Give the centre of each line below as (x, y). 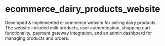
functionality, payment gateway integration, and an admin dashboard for (79, 33)
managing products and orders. (37, 38)
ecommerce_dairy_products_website (83, 9)
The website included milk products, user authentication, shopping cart (78, 27)
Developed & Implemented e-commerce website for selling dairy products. (81, 23)
